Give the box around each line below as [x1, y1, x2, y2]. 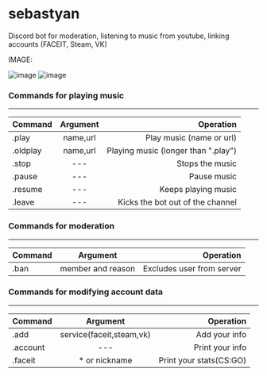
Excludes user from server [142, 263, 242, 274]
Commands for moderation [8, 221, 115, 232]
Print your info [193, 342, 247, 353]
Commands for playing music [8, 90, 125, 101]
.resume [12, 184, 43, 195]
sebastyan [8, 5, 80, 23]
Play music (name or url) [145, 132, 237, 144]
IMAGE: [8, 55, 33, 64]
